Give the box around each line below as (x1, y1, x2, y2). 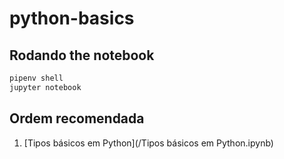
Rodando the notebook (9, 47, 155, 64)
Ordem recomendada (9, 110, 145, 127)
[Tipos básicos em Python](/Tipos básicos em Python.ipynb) (23, 137, 274, 149)
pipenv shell (9, 73, 64, 83)
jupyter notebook (9, 82, 82, 92)
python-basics (9, 7, 135, 30)
